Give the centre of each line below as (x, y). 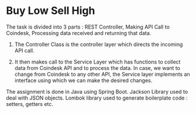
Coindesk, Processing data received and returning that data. (79, 33)
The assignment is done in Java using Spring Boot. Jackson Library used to (97, 91)
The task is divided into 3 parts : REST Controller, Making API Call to (88, 27)
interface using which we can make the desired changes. (83, 80)
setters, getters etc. (30, 104)
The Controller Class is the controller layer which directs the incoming (99, 44)
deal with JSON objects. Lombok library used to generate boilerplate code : (97, 98)
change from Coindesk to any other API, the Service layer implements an (102, 74)
